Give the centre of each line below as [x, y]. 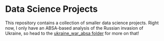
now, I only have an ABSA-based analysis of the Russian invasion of [74, 28]
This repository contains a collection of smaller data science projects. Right [82, 23]
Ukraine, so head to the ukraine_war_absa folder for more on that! [72, 33]
